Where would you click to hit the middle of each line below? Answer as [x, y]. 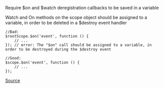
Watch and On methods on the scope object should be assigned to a [76, 17]
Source [13, 80]
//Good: [13, 58]
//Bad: [12, 32]
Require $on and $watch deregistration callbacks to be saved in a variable [82, 8]
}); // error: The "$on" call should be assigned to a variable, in [78, 45]
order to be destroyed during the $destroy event [58, 49]
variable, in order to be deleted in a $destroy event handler [66, 23]
